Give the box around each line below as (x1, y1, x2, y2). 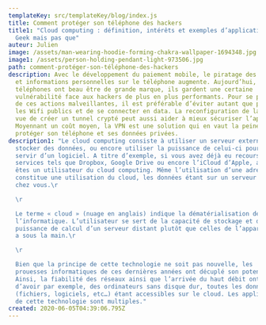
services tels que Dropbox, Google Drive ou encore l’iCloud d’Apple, (15, 159, 253, 167)
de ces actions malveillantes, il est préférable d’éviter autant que (15, 100, 253, 108)
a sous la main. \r (15, 231, 77, 240)
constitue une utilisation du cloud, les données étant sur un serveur (15, 174, 257, 182)
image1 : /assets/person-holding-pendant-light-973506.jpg (8, 56, 203, 64)
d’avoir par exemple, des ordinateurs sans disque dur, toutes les (15, 282, 243, 290)
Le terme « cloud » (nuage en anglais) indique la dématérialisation (15, 209, 249, 218)
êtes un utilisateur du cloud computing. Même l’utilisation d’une (15, 166, 243, 174)
